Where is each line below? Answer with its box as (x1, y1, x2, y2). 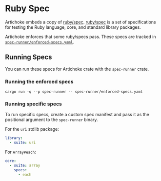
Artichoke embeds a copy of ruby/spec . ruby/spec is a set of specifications (5, 19, 156, 25)
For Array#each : (5, 149, 36, 155)
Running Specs (5, 53, 52, 61)
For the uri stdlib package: (5, 126, 60, 132)
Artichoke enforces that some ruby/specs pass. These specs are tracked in (5, 34, 156, 40)
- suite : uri (9, 140, 36, 145)
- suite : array (9, 163, 40, 168)
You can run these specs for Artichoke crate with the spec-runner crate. (5, 66, 149, 72)
